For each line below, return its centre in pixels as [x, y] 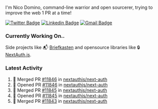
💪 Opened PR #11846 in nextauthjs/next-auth [60, 84]
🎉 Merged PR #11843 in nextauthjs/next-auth [60, 101]
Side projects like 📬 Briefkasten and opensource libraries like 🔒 [73, 48]
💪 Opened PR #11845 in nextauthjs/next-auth [60, 95]
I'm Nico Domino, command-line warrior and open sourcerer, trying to [79, 7]
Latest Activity [24, 68]
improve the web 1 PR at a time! [38, 13]
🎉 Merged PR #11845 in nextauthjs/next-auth [60, 90]
